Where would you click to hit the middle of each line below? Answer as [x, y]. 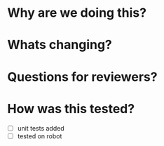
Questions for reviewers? [82, 76]
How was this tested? [71, 109]
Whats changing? [60, 45]
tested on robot [40, 136]
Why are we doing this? [77, 13]
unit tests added [41, 128]
